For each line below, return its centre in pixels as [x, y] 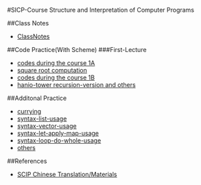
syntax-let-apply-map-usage [58, 133]
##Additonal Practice [37, 98]
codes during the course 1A [56, 63]
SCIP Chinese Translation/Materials [67, 174]
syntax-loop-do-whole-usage [59, 140]
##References [27, 161]
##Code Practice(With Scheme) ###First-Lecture [77, 50]
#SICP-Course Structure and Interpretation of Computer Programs [100, 10]
